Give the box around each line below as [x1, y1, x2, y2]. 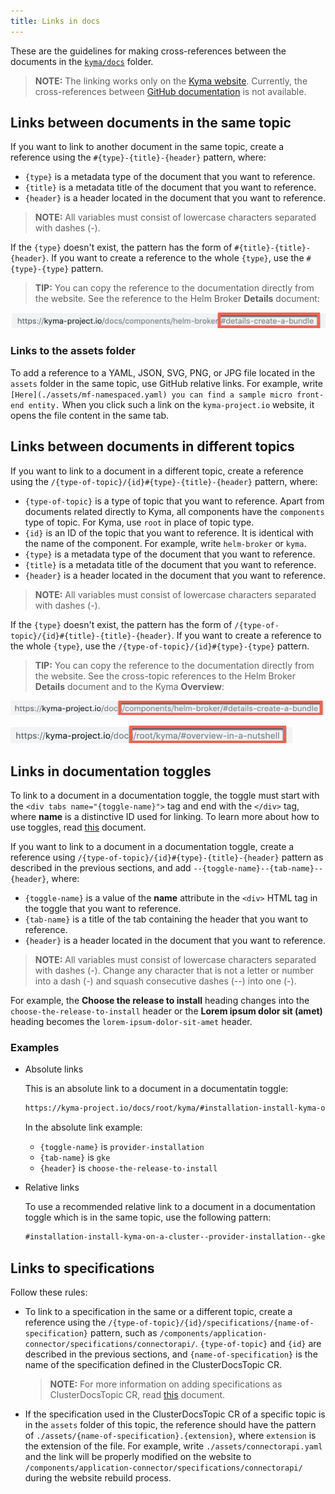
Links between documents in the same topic [10, 115, 292, 132]
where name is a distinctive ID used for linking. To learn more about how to [10, 811, 320, 823]
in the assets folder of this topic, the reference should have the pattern [24, 1418, 317, 1430]
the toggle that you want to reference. [24, 903, 182, 915]
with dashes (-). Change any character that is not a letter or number [34, 965, 315, 977]
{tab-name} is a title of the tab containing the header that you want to [24, 913, 309, 925]
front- [296, 390, 325, 400]
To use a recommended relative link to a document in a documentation [24, 1201, 316, 1213]
